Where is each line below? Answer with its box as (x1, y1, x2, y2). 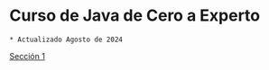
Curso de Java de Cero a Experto (9, 5, 260, 26)
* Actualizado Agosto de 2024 (9, 35, 124, 44)
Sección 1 (9, 50, 45, 61)
